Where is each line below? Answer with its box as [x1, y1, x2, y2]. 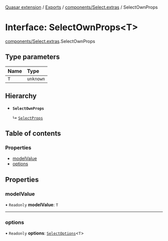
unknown [26, 76, 45, 81]
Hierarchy [5, 92, 37, 100]
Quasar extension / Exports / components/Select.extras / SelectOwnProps [5, 4, 158, 10]
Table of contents [5, 129, 61, 137]
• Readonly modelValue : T [5, 201, 58, 207]
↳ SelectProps [12, 114, 43, 120]
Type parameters [5, 52, 60, 61]
